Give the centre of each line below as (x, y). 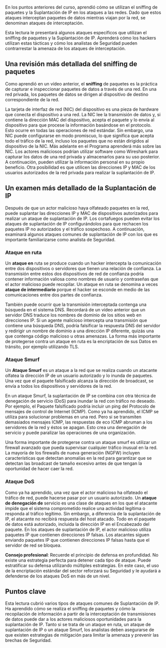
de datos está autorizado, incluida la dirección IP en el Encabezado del (77, 524)
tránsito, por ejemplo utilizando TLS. (42, 347)
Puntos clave (26, 591)
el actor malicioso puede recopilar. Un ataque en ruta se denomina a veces (82, 284)
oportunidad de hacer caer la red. (39, 469)
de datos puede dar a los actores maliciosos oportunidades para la (73, 619)
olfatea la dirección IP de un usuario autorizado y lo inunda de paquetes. (79, 376)
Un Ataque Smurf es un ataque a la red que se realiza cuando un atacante (81, 370)
